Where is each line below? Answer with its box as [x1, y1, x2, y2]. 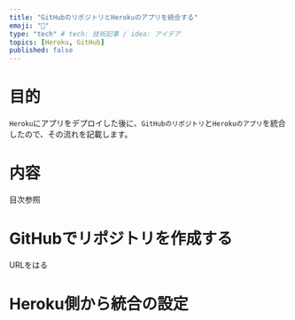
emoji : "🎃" [9, 21, 50, 30]
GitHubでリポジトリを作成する [9, 229, 233, 249]
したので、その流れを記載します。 [9, 129, 133, 140]
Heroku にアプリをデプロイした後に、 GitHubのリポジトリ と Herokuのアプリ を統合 [9, 118, 286, 129]
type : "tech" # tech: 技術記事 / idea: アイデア [9, 29, 182, 38]
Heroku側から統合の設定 [9, 294, 189, 315]
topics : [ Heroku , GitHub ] [9, 37, 105, 47]
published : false [9, 46, 74, 55]
